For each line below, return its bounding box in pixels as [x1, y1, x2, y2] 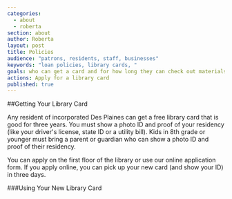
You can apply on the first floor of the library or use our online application [7, 156, 216, 164]
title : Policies [7, 49, 54, 56]
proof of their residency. [7, 142, 76, 151]
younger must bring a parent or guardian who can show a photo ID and [7, 135, 209, 144]
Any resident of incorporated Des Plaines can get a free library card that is [7, 113, 219, 122]
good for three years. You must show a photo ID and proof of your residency [7, 120, 224, 129]
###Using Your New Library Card [7, 184, 102, 192]
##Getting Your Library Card [7, 99, 88, 108]
